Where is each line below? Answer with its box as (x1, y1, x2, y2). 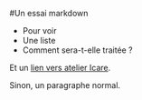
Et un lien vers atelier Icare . (9, 63, 111, 73)
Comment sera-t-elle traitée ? (22, 45, 133, 55)
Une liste (22, 35, 56, 45)
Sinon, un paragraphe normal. (9, 80, 120, 90)
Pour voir (22, 25, 57, 35)
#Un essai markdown (9, 8, 89, 18)
